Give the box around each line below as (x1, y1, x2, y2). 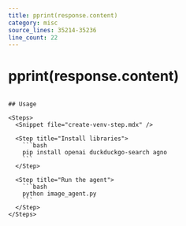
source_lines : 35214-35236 (8, 26, 97, 34)
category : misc (8, 19, 58, 27)
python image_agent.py (22, 190, 97, 198)
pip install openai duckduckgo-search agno (22, 149, 168, 157)
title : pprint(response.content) (8, 11, 118, 20)
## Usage (8, 100, 37, 109)
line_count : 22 (8, 33, 58, 42)
